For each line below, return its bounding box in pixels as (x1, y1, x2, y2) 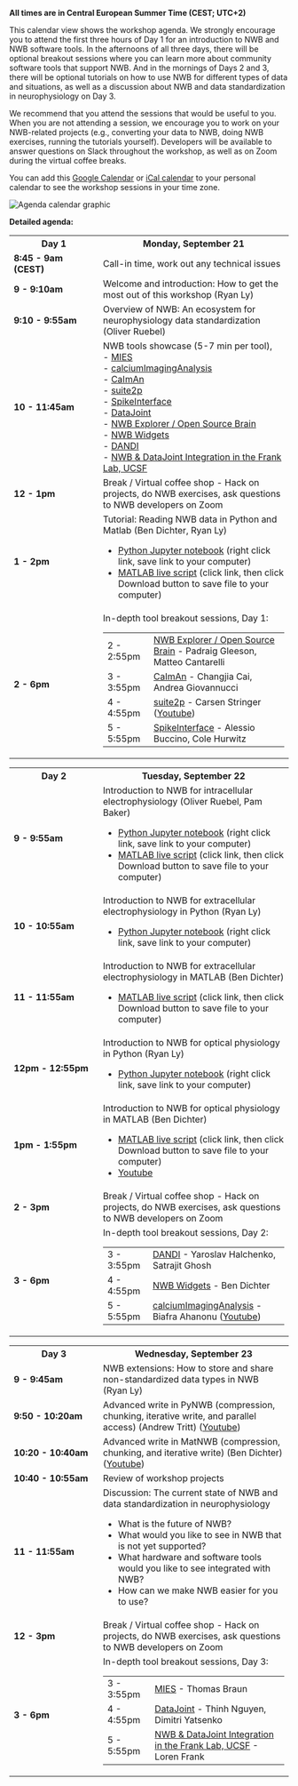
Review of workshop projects (103, 1472, 224, 1484)
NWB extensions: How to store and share (103, 1362, 274, 1374)
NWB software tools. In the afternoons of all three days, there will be (9, 44, 259, 54)
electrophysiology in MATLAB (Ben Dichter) (103, 971, 285, 983)
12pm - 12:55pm (13, 1062, 89, 1074)
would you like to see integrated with (118, 1562, 271, 1574)
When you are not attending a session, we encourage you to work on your (9, 117, 280, 128)
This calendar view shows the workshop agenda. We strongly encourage (9, 25, 276, 35)
